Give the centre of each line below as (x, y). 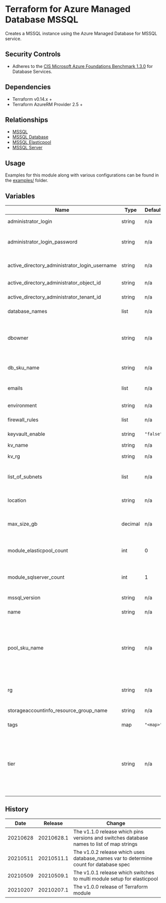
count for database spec (102, 864)
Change (116, 823)
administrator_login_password (42, 242)
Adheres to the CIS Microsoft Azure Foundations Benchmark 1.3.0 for (83, 66)
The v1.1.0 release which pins (108, 832)
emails (15, 388)
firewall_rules (23, 420)
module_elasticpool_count (38, 550)
